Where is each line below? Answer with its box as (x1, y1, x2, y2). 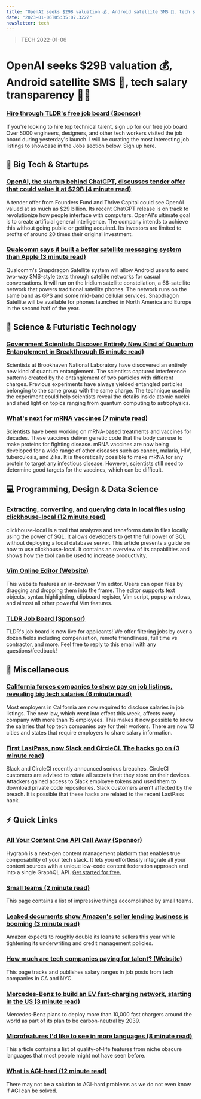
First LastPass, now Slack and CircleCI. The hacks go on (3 (6, 744, 180, 752)
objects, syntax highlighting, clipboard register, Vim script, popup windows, (6, 593, 192, 600)
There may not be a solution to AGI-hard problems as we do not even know (6, 1080, 191, 1088)
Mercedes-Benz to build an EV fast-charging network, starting (6, 989, 192, 998)
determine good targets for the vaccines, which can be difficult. (6, 466, 163, 473)
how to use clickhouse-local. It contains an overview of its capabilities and (6, 545, 190, 552)
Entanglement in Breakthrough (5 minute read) (6, 348, 145, 356)
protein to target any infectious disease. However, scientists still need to (6, 460, 184, 467)
